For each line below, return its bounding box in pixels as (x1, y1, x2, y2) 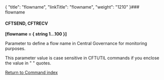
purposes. (5, 46, 26, 51)
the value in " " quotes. (5, 60, 51, 66)
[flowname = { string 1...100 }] (5, 31, 67, 37)
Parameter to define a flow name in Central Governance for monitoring (5, 41, 147, 47)
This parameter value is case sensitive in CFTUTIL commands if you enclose (5, 55, 160, 61)
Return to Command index (5, 70, 58, 76)
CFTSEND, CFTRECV (5, 20, 48, 26)
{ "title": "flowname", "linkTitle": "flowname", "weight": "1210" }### (5, 4, 140, 10)
